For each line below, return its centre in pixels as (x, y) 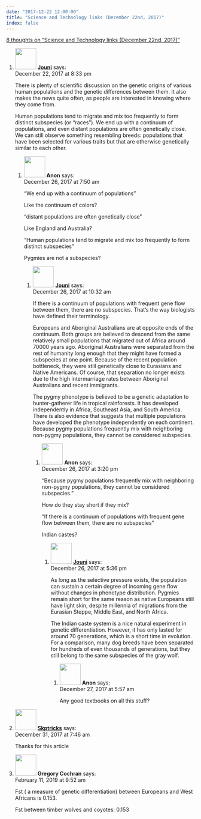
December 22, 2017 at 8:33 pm (53, 74)
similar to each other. (41, 148)
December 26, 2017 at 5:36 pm (89, 569)
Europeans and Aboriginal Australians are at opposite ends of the (113, 328)
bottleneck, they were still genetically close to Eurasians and (107, 366)
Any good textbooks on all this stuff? (105, 701)
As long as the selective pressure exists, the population (119, 580)
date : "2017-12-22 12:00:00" (42, 12)
